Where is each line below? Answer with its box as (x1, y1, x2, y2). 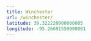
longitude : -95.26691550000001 (6, 25, 86, 32)
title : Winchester (6, 8, 53, 15)
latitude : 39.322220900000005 (6, 20, 84, 26)
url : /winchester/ (6, 14, 53, 20)
